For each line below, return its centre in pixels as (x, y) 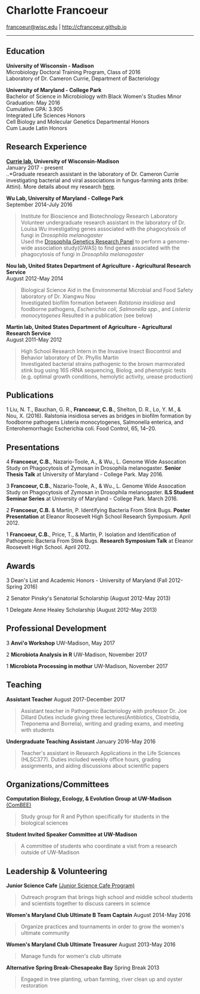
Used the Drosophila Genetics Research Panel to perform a (93, 241)
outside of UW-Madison (50, 853)
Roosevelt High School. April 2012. (49, 547)
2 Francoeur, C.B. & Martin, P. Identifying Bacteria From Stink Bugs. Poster (98, 510)
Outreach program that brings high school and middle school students (107, 897)
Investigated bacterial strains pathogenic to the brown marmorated (103, 364)
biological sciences (44, 823)
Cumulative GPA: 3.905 (35, 109)
